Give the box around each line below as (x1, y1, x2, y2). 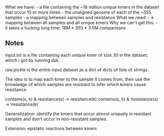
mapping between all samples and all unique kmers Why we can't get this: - (5, 20, 158, 25)
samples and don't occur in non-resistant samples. (5, 116, 108, 122)
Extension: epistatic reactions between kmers (5, 125, 97, 131)
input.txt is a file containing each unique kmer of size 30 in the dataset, (5, 52, 148, 58)
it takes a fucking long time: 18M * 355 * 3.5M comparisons (5, 25, 126, 31)
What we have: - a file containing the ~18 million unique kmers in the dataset (5, 4, 159, 10)
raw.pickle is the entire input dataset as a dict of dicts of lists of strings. (5, 67, 149, 72)
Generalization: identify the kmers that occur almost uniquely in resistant (5, 111, 152, 116)
